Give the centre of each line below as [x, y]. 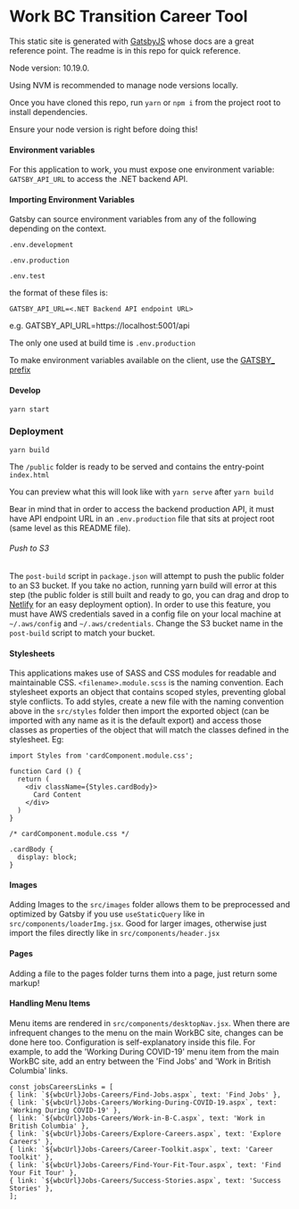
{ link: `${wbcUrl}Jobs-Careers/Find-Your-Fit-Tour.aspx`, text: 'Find [145, 1165]
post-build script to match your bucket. [82, 633]
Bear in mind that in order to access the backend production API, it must [142, 509]
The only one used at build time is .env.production [103, 343]
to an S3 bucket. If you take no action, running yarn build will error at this [143, 585]
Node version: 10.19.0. [50, 68]
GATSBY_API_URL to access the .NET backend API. [99, 179]
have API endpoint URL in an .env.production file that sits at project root [142, 518]
